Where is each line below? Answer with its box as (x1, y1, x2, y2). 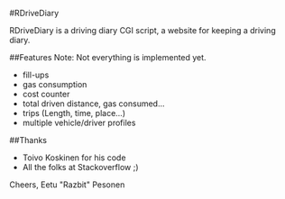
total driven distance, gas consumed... (22, 98, 165, 109)
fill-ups (22, 69, 50, 80)
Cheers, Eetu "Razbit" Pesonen (9, 179, 125, 190)
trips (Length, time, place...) (22, 108, 126, 118)
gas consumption (22, 79, 87, 89)
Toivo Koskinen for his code (22, 152, 126, 163)
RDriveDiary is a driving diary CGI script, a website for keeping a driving (9, 25, 277, 35)
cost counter (22, 89, 70, 99)
